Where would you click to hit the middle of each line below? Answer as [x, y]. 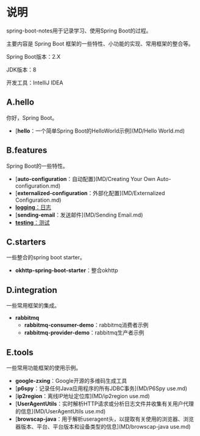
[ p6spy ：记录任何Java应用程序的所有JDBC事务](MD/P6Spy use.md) [101, 388]
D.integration [32, 290]
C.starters [26, 242]
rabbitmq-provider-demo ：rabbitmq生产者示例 [84, 333]
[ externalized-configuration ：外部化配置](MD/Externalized [90, 193]
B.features [27, 150]
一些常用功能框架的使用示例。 [44, 368]
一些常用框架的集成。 [33, 306]
